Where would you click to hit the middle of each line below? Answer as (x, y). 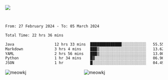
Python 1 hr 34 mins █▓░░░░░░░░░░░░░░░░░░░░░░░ (76, 58)
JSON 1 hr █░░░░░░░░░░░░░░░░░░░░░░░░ (76, 63)
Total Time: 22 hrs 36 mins (34, 35)
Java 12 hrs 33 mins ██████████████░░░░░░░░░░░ (76, 44)
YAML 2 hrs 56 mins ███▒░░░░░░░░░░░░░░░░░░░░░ (76, 53)
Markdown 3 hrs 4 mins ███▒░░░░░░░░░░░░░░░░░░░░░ (76, 49)
